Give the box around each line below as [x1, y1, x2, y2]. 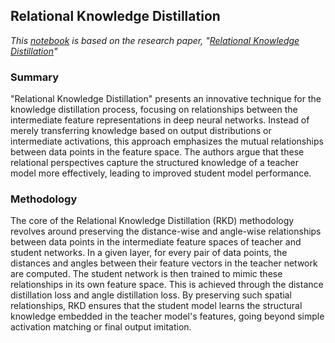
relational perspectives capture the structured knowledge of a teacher [10, 157, 300, 169]
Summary [10, 70, 60, 84]
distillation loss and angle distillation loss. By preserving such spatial [10, 289, 292, 301]
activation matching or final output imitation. [10, 321, 192, 333]
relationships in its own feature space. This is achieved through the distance [10, 279, 324, 291]
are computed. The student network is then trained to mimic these [10, 268, 283, 280]
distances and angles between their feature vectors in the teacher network [10, 257, 318, 269]
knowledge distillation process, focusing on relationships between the [10, 104, 298, 116]
